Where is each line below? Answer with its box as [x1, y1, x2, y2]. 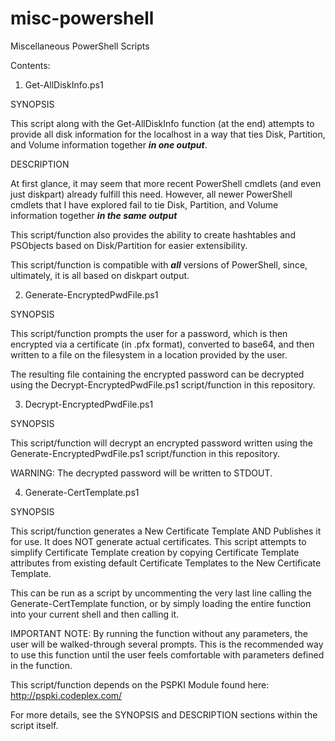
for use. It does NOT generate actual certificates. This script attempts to [10, 535, 307, 547]
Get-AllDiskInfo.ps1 [24, 78, 104, 91]
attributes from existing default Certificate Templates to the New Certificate [10, 557, 322, 569]
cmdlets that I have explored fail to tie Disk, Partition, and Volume [10, 198, 279, 211]
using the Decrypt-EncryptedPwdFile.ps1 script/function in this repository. [10, 378, 316, 391]
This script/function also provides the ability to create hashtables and [10, 228, 296, 241]
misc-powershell [10, 7, 155, 30]
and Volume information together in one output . [10, 138, 208, 151]
